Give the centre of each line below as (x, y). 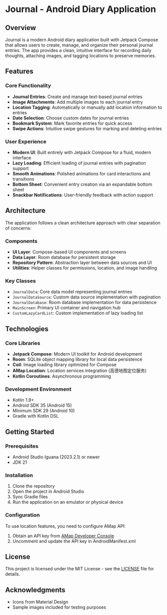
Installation (19, 475)
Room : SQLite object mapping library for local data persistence (77, 360)
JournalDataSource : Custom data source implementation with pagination (86, 297)
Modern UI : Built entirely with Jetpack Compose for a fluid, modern (82, 152)
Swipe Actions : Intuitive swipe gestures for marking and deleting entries (87, 128)
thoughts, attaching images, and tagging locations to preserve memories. (81, 56)
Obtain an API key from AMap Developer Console (63, 536)
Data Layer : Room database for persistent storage (64, 257)
